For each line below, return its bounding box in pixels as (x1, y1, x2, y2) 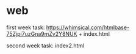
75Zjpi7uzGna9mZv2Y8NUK (6, 30, 77, 37)
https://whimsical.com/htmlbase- (46, 24, 130, 31)
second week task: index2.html (6, 42, 85, 49)
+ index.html (78, 30, 110, 37)
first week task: (6, 24, 45, 31)
